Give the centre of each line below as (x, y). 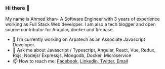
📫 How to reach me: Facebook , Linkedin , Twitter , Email (70, 61)
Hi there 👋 (18, 8)
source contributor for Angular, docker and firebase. (60, 30)
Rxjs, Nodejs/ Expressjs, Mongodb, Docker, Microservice (72, 55)
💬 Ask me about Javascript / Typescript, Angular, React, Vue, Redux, (84, 50)
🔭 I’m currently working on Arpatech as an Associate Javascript (79, 39)
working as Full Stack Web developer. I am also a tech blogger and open (80, 24)
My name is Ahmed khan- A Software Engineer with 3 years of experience (83, 19)
